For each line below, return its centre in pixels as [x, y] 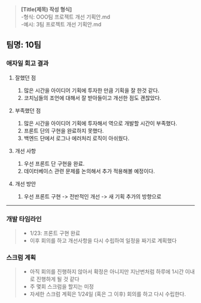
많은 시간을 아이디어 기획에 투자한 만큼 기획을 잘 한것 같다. [92, 90]
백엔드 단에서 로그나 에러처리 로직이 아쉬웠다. [77, 138]
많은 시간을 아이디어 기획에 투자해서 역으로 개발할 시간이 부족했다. [100, 123]
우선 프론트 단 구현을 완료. [54, 163]
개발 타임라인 [24, 219]
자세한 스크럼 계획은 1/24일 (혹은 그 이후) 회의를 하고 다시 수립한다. [108, 294]
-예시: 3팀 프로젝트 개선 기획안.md [61, 24]
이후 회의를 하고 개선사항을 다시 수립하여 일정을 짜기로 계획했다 [103, 240]
